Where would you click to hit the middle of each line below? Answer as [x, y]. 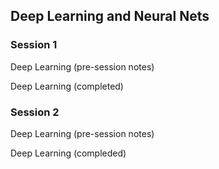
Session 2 [35, 112]
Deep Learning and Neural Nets [110, 16]
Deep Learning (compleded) [68, 153]
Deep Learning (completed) [67, 86]
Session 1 [34, 45]
